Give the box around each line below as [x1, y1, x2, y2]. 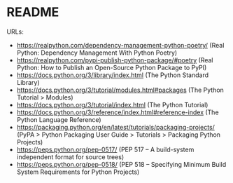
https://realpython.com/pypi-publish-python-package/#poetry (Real [16, 55, 214, 64]
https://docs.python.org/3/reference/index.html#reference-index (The [16, 108, 219, 116]
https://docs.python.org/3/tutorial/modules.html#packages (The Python [16, 86, 225, 94]
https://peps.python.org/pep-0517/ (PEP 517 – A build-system [16, 145, 195, 154]
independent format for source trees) [16, 152, 125, 161]
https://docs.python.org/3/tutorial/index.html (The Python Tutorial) [16, 100, 209, 109]
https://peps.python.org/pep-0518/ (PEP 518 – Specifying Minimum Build [16, 160, 227, 168]
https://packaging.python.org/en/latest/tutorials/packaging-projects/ [16, 123, 215, 131]
